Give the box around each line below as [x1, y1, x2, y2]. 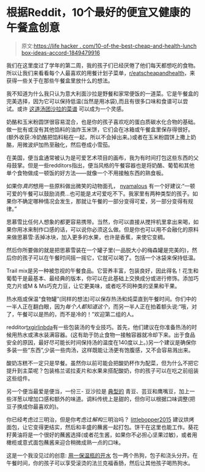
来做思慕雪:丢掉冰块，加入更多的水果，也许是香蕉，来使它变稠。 [6, 233, 169, 241]
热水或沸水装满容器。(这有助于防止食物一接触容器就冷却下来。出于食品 [16, 331, 196, 338]
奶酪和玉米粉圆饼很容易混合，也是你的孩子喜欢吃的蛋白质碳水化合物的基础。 [6, 118, 199, 125]
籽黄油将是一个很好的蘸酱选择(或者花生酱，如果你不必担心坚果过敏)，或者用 [6, 431, 198, 438]
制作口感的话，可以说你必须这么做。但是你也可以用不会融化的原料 [32, 225, 199, 233]
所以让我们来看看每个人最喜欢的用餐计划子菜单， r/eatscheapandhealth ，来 [6, 69, 195, 76]
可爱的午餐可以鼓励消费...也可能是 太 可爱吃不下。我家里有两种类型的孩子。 [6, 190, 193, 197]
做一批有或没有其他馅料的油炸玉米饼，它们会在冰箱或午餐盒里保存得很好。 [6, 126, 193, 133]
